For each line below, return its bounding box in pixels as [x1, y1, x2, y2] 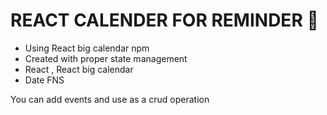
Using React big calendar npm [24, 42, 150, 54]
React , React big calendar [24, 63, 134, 75]
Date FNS [24, 74, 65, 86]
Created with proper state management [24, 52, 188, 64]
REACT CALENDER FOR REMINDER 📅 [10, 9, 319, 32]
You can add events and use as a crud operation [10, 93, 210, 105]
